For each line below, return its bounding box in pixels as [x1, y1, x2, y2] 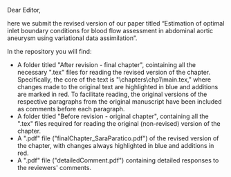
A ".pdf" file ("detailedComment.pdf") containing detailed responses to [17, 156, 219, 165]
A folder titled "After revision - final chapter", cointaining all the [17, 61, 196, 68]
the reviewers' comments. [17, 164, 92, 171]
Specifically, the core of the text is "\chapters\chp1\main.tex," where [17, 75, 212, 84]
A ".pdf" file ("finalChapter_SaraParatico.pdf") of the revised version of [17, 134, 219, 142]
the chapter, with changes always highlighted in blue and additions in [17, 142, 214, 149]
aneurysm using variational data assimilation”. [7, 34, 138, 42]
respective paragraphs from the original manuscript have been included [17, 97, 223, 106]
